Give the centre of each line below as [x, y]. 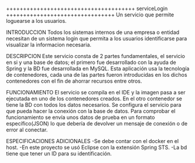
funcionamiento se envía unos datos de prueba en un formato [81, 117]
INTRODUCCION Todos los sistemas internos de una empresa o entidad [93, 32]
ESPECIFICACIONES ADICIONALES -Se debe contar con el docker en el [93, 141]
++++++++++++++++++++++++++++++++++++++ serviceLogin [87, 9]
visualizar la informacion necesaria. [49, 45]
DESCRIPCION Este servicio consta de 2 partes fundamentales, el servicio [96, 56]
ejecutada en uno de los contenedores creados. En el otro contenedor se [94, 99]
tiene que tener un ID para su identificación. [59, 154]
